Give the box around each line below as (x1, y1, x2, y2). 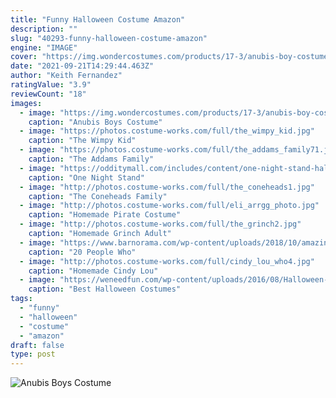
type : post (10, 349, 56, 360)
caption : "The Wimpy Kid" (28, 136, 137, 146)
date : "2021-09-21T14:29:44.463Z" (10, 61, 155, 71)
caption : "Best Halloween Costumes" (28, 284, 182, 295)
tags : (10, 294, 33, 304)
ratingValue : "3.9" (10, 80, 92, 90)
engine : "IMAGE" (10, 42, 78, 53)
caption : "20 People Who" (28, 247, 137, 257)
